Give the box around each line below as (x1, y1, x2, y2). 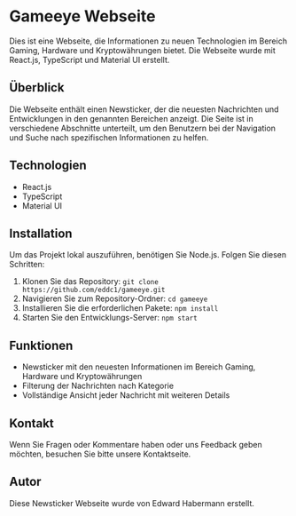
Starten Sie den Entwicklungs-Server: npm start (21, 313, 198, 323)
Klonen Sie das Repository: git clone (21, 276, 160, 287)
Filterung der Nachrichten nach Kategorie (21, 380, 175, 392)
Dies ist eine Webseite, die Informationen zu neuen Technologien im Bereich (9, 36, 288, 46)
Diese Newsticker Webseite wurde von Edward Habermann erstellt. (9, 497, 255, 508)
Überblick (9, 80, 65, 95)
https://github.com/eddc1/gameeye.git (21, 286, 166, 295)
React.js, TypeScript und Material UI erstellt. (9, 54, 170, 65)
